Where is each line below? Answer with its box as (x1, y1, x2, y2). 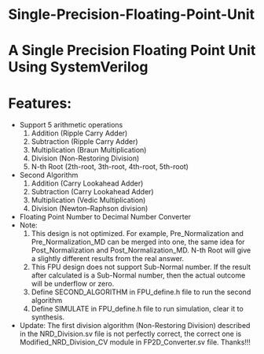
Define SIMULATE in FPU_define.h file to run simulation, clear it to (31, 304, 244, 314)
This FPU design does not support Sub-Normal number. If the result (31, 262, 251, 272)
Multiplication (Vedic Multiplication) (31, 195, 146, 205)
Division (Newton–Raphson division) (31, 204, 148, 213)
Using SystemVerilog (8, 58, 148, 76)
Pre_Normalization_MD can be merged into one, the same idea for (31, 238, 245, 247)
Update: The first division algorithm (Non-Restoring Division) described (19, 321, 251, 330)
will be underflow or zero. (31, 279, 115, 289)
